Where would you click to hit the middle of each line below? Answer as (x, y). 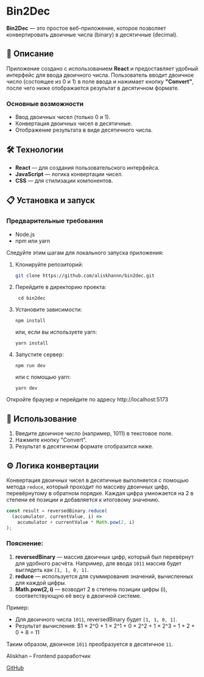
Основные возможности (45, 104)
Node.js (25, 234)
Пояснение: (25, 543)
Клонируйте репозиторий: (49, 264)
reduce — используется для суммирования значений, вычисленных (104, 576)
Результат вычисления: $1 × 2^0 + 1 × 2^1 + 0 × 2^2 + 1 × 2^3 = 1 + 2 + (105, 626)
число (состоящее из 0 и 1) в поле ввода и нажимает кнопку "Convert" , (100, 81)
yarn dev (26, 389)
